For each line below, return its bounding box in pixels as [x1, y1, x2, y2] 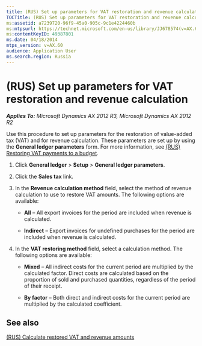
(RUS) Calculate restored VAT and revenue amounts [6, 333, 135, 341]
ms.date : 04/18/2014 [6, 37, 58, 43]
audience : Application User [6, 48, 77, 54]
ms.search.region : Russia [6, 54, 71, 60]
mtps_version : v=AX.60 [6, 43, 63, 49]
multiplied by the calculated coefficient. [23, 300, 122, 307]
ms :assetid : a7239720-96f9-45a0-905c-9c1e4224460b [6, 20, 136, 26]
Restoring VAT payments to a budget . [6, 149, 99, 156]
